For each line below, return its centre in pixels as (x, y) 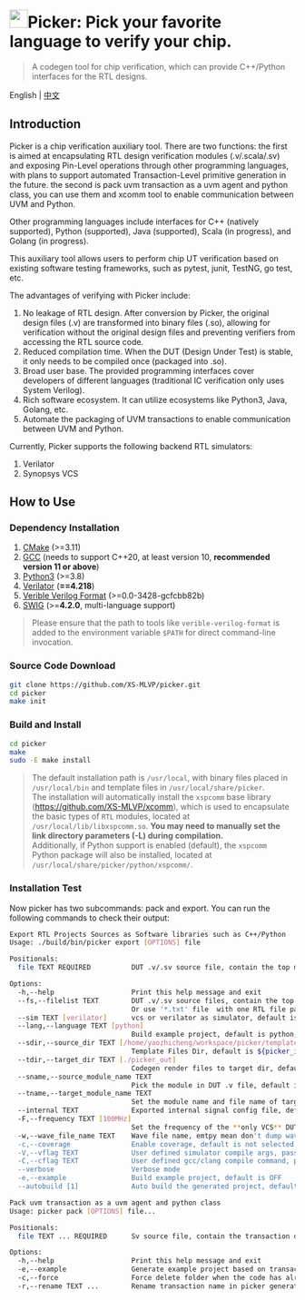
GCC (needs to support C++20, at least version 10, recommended (146, 557)
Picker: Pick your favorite (125, 22)
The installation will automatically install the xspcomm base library (151, 797)
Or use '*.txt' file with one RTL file (208, 1009)
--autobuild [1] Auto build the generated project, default (158, 1187)
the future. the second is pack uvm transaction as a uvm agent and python (149, 184)
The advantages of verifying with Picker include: (100, 295)
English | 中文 (35, 94)
